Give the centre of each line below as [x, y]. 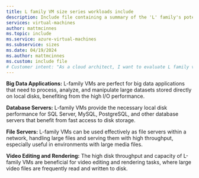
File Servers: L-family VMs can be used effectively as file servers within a [96, 132]
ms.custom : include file [37, 61]
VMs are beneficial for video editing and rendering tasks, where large [107, 162]
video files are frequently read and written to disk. [67, 169]
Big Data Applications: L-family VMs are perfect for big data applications [96, 84]
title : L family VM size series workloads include [70, 12]
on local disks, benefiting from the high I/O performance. [76, 96]
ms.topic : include [29, 34]
